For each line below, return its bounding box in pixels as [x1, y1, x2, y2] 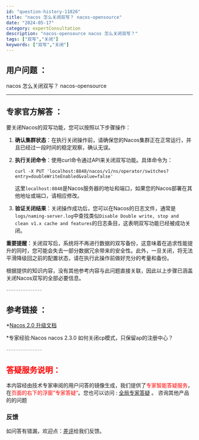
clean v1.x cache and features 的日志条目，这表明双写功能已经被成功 [14, 219, 185, 226]
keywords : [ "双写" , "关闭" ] [6, 42, 69, 48]
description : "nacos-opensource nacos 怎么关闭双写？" [6, 31, 138, 37]
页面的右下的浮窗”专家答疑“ [11, 390, 79, 397]
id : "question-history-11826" [6, 8, 81, 15]
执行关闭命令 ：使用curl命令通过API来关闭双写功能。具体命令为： [14, 156, 173, 163]
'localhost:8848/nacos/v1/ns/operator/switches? [46, 168, 169, 174]
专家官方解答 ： [6, 107, 63, 117]
